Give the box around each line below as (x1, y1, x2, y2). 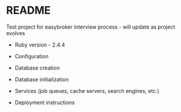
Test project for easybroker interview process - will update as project (6, 23, 175, 30)
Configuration (14, 52, 49, 60)
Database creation (14, 64, 61, 71)
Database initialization (14, 76, 69, 83)
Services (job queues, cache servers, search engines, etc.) (14, 87, 160, 94)
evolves (6, 29, 26, 36)
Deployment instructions (14, 99, 75, 106)
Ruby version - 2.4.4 (14, 41, 65, 48)
